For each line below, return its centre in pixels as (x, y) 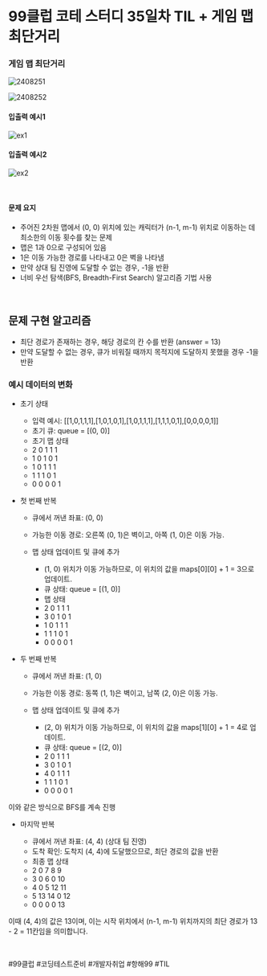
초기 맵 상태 (50, 441)
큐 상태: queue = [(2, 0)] (83, 748)
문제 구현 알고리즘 (50, 321)
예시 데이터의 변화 (41, 384)
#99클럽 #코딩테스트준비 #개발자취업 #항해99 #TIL (89, 964)
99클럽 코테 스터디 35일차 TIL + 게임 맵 (131, 16)
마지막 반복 (37, 824)
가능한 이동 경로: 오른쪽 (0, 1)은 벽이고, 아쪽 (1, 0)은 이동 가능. (128, 535)
